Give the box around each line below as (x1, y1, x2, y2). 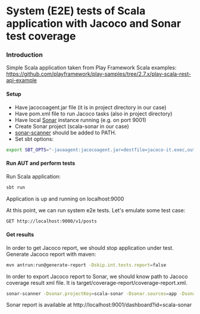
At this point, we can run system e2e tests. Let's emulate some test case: (6, 206, 186, 213)
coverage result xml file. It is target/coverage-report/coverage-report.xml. (6, 279, 187, 286)
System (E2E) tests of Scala (6, 4, 146, 18)
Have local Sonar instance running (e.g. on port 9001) (14, 116, 147, 123)
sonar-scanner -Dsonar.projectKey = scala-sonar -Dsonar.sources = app (6, 290, 177, 297)
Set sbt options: (14, 135, 54, 142)
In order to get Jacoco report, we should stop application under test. (6, 244, 174, 251)
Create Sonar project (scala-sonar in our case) (14, 123, 129, 130)
